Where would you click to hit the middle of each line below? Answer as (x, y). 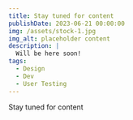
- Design (30, 69)
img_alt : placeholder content (60, 39)
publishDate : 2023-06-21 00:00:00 (67, 24)
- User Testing (41, 84)
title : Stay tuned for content (61, 16)
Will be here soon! (49, 54)
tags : (17, 62)
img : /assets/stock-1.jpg (52, 31)
